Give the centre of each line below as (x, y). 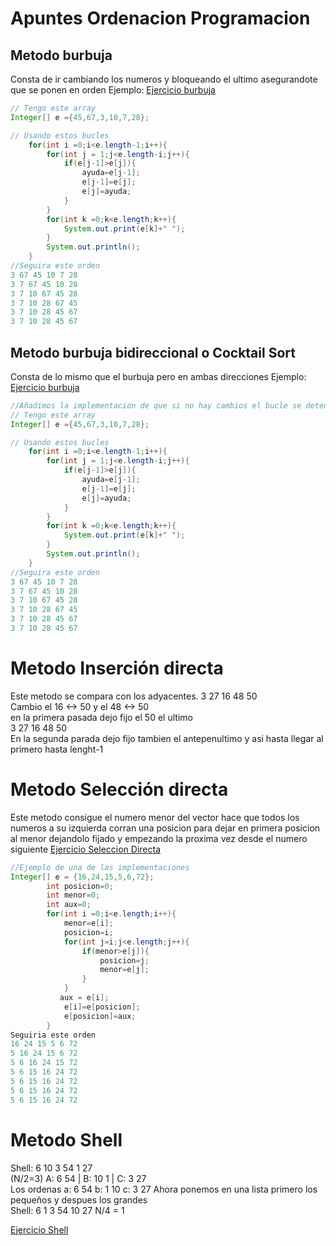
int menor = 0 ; (73, 895)
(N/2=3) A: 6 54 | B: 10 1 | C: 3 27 (78, 1178)
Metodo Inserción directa (117, 668)
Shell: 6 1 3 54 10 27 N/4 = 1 (67, 1210)
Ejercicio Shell (39, 1229)
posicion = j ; (124, 960)
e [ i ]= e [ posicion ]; (102, 1007)
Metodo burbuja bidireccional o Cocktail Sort (153, 352)
